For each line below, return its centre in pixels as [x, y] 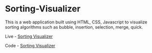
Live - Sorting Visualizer [29, 36]
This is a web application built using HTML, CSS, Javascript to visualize [76, 22]
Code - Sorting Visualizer [30, 45]
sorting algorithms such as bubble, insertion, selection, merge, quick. [74, 27]
